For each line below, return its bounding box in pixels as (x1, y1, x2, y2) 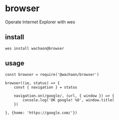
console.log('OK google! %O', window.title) (22, 98, 115, 103)
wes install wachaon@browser (5, 46, 64, 51)
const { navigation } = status (14, 85, 78, 90)
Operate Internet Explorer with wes (5, 19, 76, 25)
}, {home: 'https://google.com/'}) (5, 110, 78, 115)
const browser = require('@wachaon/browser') (5, 72, 99, 77)
